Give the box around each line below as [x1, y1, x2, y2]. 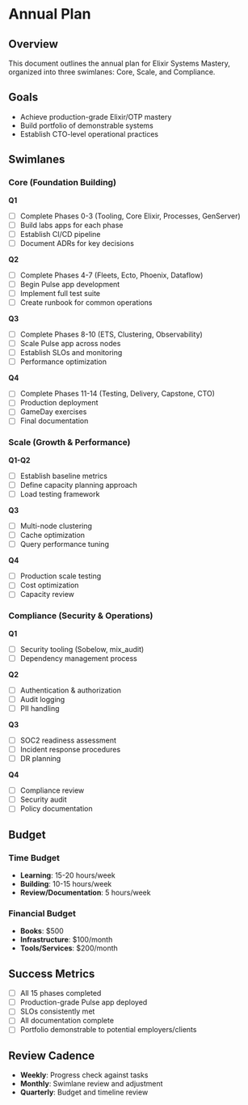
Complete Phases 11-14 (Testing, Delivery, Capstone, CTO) [19, 389, 216, 399]
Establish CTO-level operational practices [19, 129, 159, 138]
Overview [8, 37, 59, 51]
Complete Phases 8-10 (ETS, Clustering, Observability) [19, 329, 204, 339]
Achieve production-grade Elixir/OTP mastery [19, 112, 172, 121]
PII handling [19, 703, 60, 713]
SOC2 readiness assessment [19, 735, 117, 745]
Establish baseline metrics [19, 471, 107, 481]
